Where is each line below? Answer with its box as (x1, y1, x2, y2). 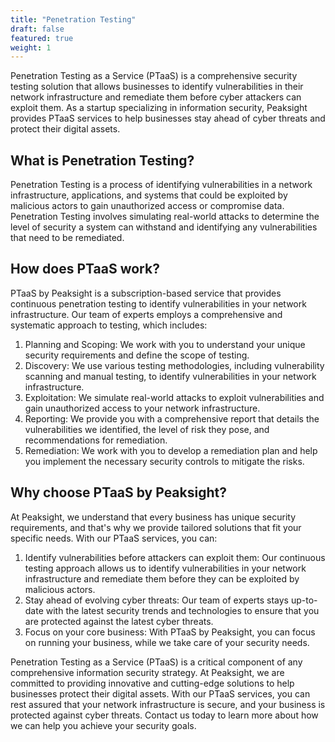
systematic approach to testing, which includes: (10, 319, 208, 331)
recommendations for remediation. (24, 434, 168, 446)
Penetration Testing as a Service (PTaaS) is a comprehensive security (10, 70, 298, 82)
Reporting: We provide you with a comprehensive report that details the (24, 412, 320, 425)
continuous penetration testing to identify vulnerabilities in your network (10, 297, 307, 310)
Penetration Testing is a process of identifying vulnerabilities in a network (10, 179, 313, 191)
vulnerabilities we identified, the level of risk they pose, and (24, 423, 270, 435)
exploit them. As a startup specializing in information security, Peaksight (10, 102, 308, 114)
